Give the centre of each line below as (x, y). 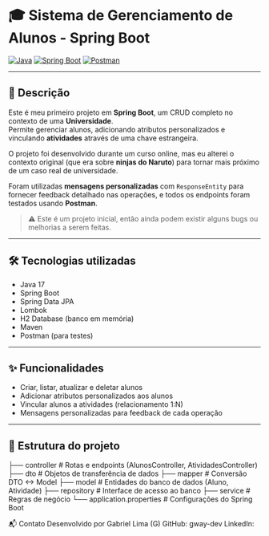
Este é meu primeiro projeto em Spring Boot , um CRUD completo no (121, 112)
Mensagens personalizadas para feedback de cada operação (121, 413)
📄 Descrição (39, 93)
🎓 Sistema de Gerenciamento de (121, 16)
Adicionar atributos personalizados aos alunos (96, 396)
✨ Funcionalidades (56, 368)
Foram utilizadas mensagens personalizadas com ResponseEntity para (126, 186)
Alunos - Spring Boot (79, 38)
